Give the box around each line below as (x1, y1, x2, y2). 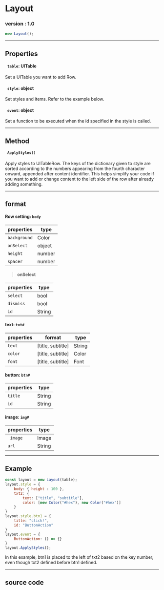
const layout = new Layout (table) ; (5, 477, 78, 483)
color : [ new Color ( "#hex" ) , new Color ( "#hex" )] (22, 500, 121, 505)
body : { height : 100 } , (14, 486, 64, 491)
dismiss (7, 301, 25, 306)
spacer (7, 258, 23, 264)
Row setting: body (5, 213, 41, 219)
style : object (7, 85, 34, 91)
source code (5, 578, 44, 587)
